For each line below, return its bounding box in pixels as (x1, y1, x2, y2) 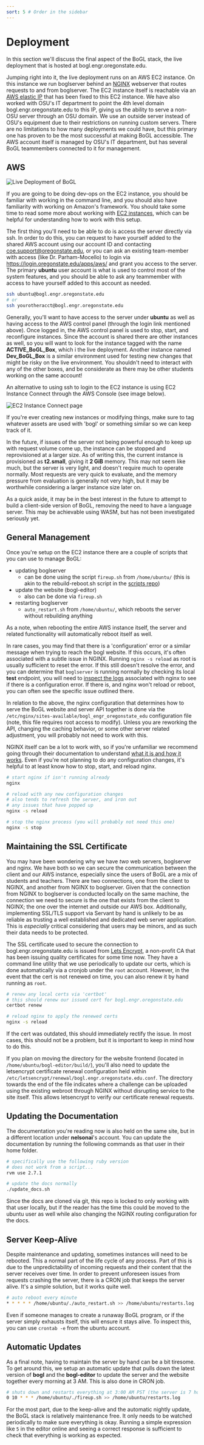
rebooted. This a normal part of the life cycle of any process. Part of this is (6, 1257, 192, 1264)
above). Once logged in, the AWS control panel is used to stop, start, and (6, 327, 189, 333)
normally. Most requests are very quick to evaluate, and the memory (6, 471, 177, 478)
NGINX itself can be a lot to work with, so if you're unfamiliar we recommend (6, 743, 198, 750)
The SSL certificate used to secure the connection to (6, 941, 138, 948)
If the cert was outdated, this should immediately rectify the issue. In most (6, 1030, 192, 1037)
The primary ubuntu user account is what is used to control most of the (6, 266, 186, 274)
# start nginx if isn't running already (6, 774, 110, 781)
